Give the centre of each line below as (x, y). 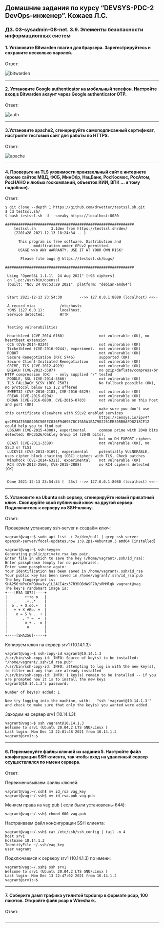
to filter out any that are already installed (53, 671)
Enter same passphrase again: (36, 567)
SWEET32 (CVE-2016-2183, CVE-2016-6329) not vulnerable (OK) (74, 392)
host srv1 (15, 836)
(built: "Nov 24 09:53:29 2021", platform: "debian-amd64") (70, 285)
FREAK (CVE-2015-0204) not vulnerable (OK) (74, 396)
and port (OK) (20, 405)
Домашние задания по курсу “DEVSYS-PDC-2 (80, 8)
